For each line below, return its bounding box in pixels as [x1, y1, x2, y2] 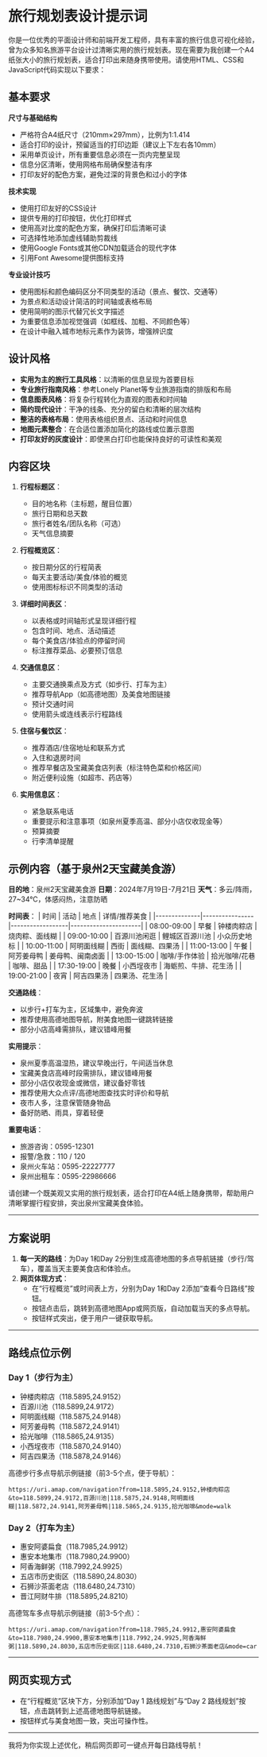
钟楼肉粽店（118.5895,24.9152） [19, 1392, 126, 1401]
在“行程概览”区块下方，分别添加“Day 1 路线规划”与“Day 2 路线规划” [19, 1696, 240, 1705]
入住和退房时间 [31, 753, 81, 763]
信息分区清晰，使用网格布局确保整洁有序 [19, 160, 153, 169]
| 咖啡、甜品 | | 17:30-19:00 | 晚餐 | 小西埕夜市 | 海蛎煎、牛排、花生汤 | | [8, 961, 242, 971]
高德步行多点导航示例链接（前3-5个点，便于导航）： [8, 1468, 177, 1477]
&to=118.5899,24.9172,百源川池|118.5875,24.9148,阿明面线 [8, 1494, 195, 1502]
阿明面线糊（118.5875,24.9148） [19, 1411, 126, 1421]
